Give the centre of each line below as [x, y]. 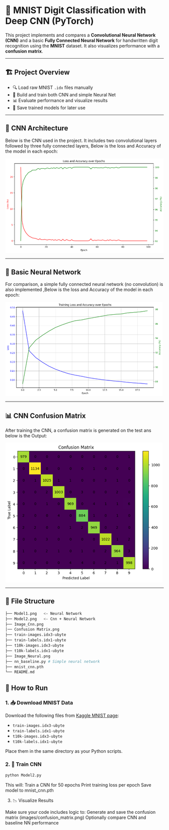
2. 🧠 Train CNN [23, 764]
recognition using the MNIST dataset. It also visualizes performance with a [82, 45]
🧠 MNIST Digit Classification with [76, 10]
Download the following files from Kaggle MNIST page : [62, 715]
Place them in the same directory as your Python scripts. [64, 751]
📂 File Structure [30, 601]
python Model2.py [23, 775]
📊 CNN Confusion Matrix [46, 416]
